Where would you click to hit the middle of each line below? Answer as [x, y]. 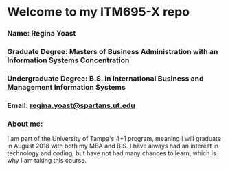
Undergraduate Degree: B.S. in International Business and [105, 78]
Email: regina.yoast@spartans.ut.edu [71, 105]
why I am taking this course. [47, 161]
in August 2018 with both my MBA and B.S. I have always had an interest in [113, 146]
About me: [25, 124]
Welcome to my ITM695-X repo [99, 12]
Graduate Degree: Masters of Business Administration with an [113, 52]
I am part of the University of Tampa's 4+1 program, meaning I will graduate [114, 139]
